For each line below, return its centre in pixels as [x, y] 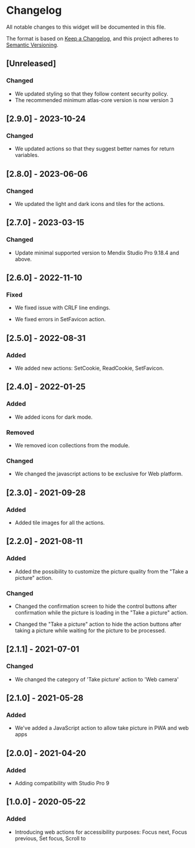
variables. [27, 155]
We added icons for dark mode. [54, 417]
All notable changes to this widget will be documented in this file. [86, 27]
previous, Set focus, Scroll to [50, 838]
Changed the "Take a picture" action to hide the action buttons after [98, 624]
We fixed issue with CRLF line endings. [62, 308]
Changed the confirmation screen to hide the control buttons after [96, 606]
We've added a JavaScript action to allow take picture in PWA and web [102, 728]
